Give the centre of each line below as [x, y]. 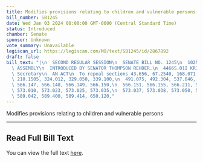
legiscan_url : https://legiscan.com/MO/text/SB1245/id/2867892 [88, 51]
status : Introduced [31, 29]
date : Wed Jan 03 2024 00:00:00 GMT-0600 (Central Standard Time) [92, 23]
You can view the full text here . [45, 152]
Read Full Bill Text [40, 138]
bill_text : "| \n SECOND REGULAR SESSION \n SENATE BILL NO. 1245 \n [94, 62]
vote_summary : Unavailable [40, 46]
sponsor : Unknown [28, 40]
